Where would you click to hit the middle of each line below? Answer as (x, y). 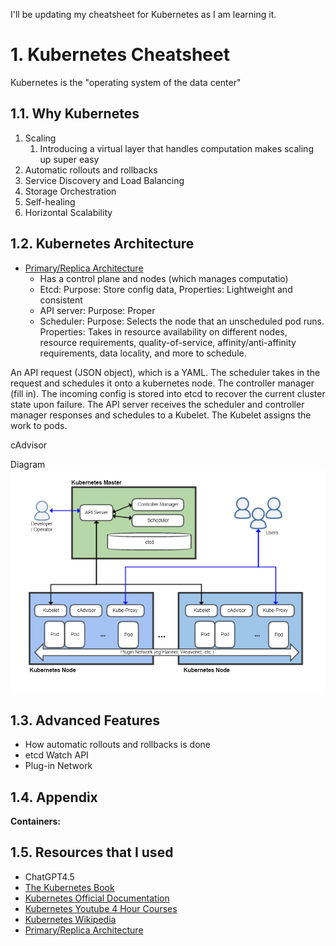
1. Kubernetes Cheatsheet (120, 55)
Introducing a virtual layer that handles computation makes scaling (176, 148)
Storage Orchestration (70, 191)
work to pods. (39, 425)
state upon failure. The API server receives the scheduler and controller (157, 404)
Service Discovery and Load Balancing (104, 180)
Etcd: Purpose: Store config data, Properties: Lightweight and (166, 289)
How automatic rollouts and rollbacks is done (117, 745)
